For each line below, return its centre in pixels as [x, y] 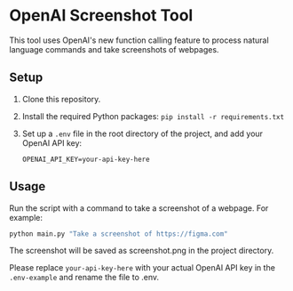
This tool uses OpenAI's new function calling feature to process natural [139, 40]
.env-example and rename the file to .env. [84, 278]
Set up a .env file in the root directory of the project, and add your [143, 133]
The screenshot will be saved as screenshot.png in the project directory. [142, 251]
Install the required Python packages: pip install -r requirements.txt [153, 116]
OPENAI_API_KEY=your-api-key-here [86, 159]
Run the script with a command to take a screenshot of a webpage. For [139, 208]
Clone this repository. [61, 99]
